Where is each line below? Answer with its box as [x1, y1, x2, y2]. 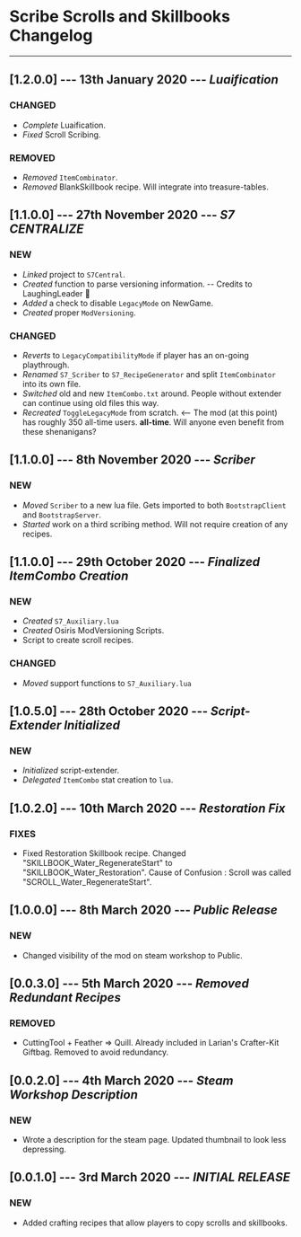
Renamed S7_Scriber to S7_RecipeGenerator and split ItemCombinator [21, 368, 276, 379]
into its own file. [21, 378, 82, 389]
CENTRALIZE [9, 222, 84, 237]
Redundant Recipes [9, 990, 121, 1005]
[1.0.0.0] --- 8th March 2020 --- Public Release [9, 903, 278, 918]
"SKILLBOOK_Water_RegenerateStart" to [21, 857, 173, 868]
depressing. [21, 1144, 67, 1155]
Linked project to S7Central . [21, 269, 125, 279]
